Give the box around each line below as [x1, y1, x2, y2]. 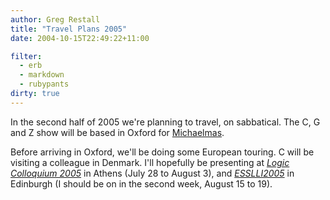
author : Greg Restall [10, 14, 101, 25]
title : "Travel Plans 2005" [10, 24, 128, 34]
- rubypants [19, 79, 70, 90]
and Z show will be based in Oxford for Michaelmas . [10, 126, 225, 138]
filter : [10, 51, 43, 61]
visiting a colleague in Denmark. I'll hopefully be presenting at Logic [10, 156, 290, 168]
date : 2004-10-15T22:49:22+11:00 [10, 33, 150, 43]
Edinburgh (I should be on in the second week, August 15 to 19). [10, 177, 273, 190]
